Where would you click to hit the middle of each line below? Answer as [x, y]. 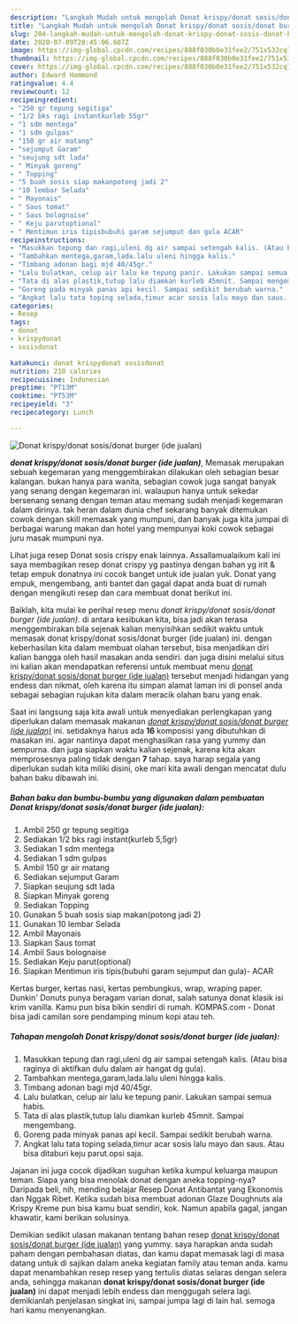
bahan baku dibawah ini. [55, 777]
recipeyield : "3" [42, 404]
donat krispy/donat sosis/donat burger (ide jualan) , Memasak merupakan [147, 463]
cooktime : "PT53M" [44, 396]
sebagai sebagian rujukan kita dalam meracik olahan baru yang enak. [136, 694]
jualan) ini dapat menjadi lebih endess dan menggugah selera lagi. [131, 1291]
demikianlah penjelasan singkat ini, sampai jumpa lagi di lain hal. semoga [142, 1300]
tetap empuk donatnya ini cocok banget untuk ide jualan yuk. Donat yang [143, 573]
